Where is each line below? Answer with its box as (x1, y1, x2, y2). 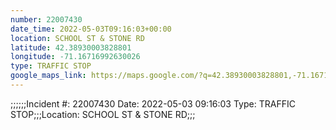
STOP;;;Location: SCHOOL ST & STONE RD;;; (10, 108, 196, 120)
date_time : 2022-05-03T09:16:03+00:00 (10, 24, 172, 34)
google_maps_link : (10, 71, 87, 81)
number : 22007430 (10, 14, 83, 25)
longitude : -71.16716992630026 (10, 52, 141, 62)
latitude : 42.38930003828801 (10, 42, 132, 53)
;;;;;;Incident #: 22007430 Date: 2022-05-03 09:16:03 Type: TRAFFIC (10, 97, 296, 110)
